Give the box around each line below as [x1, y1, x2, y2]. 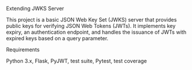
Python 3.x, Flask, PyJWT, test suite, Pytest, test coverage [6, 58, 147, 64]
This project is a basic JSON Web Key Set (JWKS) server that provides [6, 16, 177, 23]
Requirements [6, 46, 40, 53]
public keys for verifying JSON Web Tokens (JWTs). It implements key [6, 23, 176, 29]
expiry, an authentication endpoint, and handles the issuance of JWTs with [6, 29, 187, 36]
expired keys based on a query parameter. [6, 35, 109, 41]
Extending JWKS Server [6, 5, 65, 12]
